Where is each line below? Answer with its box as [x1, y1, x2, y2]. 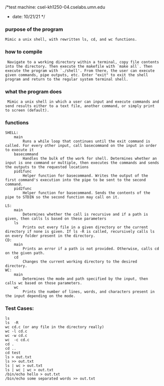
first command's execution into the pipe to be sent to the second [5, 178, 146, 183]
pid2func [14, 186, 32, 191]
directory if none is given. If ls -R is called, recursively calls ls [5, 229, 155, 234]
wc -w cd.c [5, 333, 27, 338]
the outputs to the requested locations [5, 165, 89, 170]
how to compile [5, 49, 43, 55]
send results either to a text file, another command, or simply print [5, 103, 155, 109]
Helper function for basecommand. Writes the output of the [23, 173, 148, 178]
